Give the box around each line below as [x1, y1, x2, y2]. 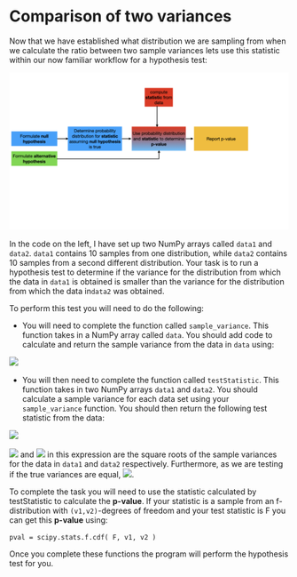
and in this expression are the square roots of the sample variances [20, 449, 277, 460]
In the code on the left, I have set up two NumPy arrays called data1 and [9, 238, 273, 250]
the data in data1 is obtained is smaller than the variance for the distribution [9, 276, 285, 287]
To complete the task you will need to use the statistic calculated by [9, 486, 257, 497]
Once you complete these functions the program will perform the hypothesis [9, 549, 289, 559]
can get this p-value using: [9, 515, 108, 525]
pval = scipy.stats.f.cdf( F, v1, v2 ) [9, 533, 157, 542]
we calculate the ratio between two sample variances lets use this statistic [9, 44, 281, 55]
